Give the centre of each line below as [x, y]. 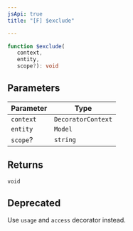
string [65, 140]
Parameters [34, 88]
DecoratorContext [83, 119]
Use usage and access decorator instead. [66, 220]
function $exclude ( [36, 46]
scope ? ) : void [38, 66]
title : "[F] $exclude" [41, 21]
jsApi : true [25, 14]
